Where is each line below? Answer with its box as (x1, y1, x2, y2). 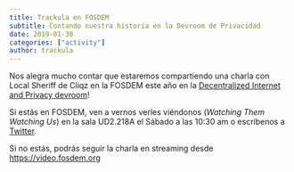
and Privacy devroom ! (9, 90, 91, 101)
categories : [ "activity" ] (9, 37, 105, 47)
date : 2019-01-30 (9, 29, 74, 38)
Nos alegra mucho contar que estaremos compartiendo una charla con (9, 70, 270, 81)
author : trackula (9, 46, 74, 55)
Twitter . (9, 126, 37, 136)
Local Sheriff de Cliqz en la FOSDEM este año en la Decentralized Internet (9, 80, 281, 91)
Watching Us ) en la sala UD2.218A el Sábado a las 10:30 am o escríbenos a (9, 117, 285, 127)
